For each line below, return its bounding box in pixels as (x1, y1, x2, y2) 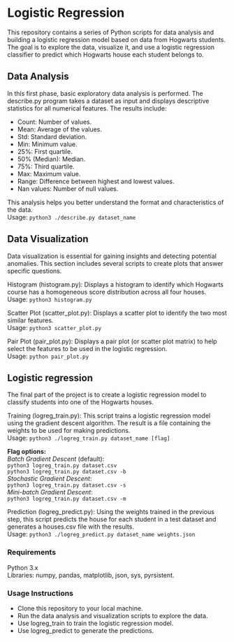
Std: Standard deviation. (17, 132, 87, 141)
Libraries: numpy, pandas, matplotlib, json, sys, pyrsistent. (7, 571, 175, 579)
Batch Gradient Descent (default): (7, 455, 105, 463)
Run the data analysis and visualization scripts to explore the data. (17, 611, 208, 620)
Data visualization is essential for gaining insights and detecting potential (7, 252, 217, 260)
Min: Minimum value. (17, 140, 78, 148)
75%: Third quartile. (17, 162, 75, 171)
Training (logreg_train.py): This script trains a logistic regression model (7, 411, 211, 420)
